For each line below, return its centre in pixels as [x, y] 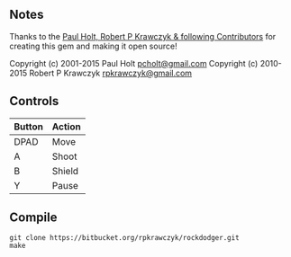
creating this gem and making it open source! [93, 46]
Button [28, 127]
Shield [65, 171]
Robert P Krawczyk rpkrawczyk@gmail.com [110, 73]
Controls [34, 101]
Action [66, 127]
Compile [33, 218]
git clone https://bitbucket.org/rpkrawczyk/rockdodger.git [125, 238]
